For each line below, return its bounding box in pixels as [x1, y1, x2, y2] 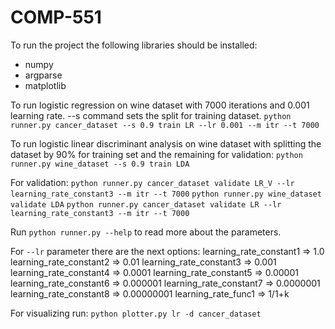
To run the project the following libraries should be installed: [10, 39, 258, 51]
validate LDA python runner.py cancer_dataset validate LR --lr [10, 199, 282, 210]
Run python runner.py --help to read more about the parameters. [10, 226, 282, 238]
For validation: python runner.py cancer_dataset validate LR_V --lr [10, 176, 295, 188]
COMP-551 [10, 6, 102, 29]
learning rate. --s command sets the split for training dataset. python [10, 109, 292, 121]
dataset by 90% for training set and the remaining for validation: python [10, 148, 303, 160]
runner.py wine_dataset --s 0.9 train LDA [10, 159, 190, 169]
